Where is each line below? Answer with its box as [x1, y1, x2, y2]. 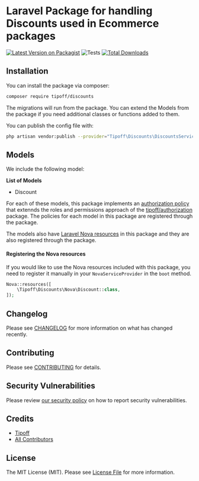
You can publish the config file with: [6, 122, 94, 129]
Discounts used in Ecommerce [6, 17, 159, 30]
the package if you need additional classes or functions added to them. [6, 110, 180, 117]
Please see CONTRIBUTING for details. [6, 364, 102, 371]
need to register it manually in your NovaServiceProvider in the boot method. [6, 270, 191, 277]
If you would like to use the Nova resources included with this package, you [6, 263, 191, 270]
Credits [6, 413, 34, 423]
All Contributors [14, 436, 53, 443]
